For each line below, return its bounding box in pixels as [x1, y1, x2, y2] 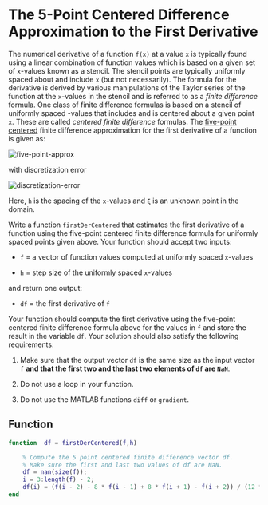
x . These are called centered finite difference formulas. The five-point [8, 117, 237, 126]
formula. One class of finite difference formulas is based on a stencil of [8, 100, 242, 109]
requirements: [8, 340, 54, 349]
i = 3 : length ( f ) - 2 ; [22, 475, 94, 484]
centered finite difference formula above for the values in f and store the [8, 322, 247, 332]
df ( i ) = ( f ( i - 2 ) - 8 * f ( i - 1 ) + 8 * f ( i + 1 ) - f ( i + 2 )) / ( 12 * [22, 483, 262, 491]
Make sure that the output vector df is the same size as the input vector [19, 355, 255, 364]
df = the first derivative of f [19, 298, 110, 308]
